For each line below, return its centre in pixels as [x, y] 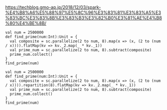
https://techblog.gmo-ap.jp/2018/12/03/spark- [53, 7]
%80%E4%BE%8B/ [26, 23]
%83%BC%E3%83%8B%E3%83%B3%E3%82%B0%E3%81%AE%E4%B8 [84, 18]
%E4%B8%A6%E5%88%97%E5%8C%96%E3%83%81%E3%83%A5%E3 [83, 13]
